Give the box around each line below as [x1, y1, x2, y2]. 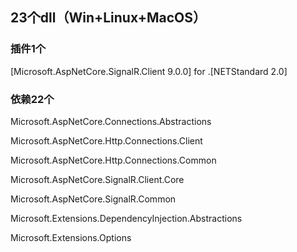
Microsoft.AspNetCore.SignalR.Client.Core [10, 173, 185, 185]
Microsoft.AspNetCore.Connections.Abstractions [10, 115, 212, 127]
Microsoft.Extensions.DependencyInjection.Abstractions [10, 212, 243, 224]
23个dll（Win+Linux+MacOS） [10, 9, 207, 27]
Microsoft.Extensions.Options [10, 231, 132, 243]
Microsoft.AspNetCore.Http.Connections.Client [10, 134, 203, 147]
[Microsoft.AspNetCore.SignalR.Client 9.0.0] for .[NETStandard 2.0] [10, 65, 288, 77]
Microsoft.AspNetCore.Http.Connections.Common [10, 154, 217, 166]
